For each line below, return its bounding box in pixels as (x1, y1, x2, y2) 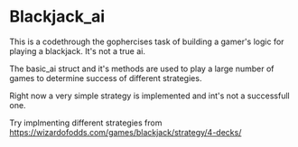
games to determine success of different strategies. (9, 72, 202, 83)
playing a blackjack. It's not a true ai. (9, 45, 146, 56)
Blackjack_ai (9, 6, 106, 27)
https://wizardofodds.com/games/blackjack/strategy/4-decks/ (9, 126, 242, 137)
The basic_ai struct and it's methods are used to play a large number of (9, 63, 275, 74)
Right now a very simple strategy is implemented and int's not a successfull (9, 90, 291, 101)
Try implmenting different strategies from (9, 117, 163, 128)
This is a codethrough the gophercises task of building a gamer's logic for (9, 36, 284, 47)
